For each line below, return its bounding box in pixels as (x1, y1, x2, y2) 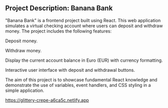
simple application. (5, 87, 44, 93)
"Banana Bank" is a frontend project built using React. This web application (5, 17, 161, 23)
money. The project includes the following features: (5, 28, 112, 34)
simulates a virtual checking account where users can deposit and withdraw (5, 23, 163, 29)
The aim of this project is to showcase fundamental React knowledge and (5, 76, 157, 82)
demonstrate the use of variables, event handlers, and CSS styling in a (5, 82, 151, 88)
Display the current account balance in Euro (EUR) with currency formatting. (5, 57, 163, 63)
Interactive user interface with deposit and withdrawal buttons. (5, 67, 135, 73)
